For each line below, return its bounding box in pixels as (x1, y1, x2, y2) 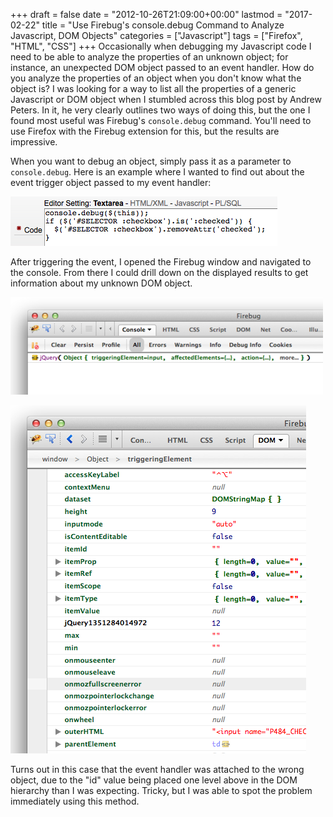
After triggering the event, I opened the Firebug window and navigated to (10, 256, 312, 268)
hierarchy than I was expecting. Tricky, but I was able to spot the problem (10, 785, 313, 796)
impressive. (10, 136, 58, 148)
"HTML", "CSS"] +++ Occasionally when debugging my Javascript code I (10, 40, 312, 52)
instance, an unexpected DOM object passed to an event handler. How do (10, 62, 315, 73)
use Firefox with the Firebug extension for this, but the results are (10, 125, 280, 137)
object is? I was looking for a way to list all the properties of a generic (10, 83, 297, 94)
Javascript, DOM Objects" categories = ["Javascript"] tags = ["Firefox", (10, 30, 303, 41)
